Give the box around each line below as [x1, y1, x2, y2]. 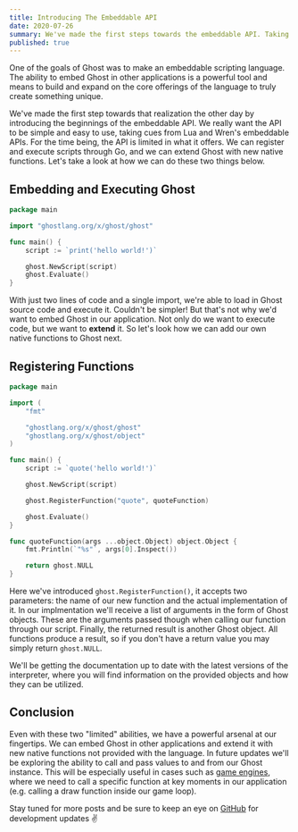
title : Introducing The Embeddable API [9, 13, 158, 22]
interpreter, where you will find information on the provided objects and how [9, 669, 289, 680]
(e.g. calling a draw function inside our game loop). [9, 786, 197, 796]
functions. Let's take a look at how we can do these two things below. [9, 155, 266, 166]
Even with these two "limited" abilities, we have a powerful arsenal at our [9, 728, 277, 739]
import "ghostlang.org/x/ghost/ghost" [9, 221, 153, 231]
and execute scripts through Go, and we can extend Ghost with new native [9, 147, 284, 157]
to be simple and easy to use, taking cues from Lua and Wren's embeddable [9, 127, 290, 139]
